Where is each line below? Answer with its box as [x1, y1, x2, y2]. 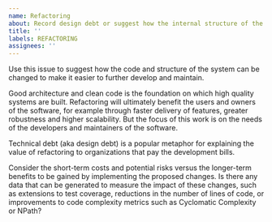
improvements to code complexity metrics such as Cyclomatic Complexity [8, 198, 257, 207]
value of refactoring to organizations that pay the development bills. [8, 147, 235, 157]
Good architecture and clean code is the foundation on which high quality [8, 88, 254, 98]
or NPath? [8, 206, 42, 216]
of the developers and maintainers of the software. [8, 123, 179, 133]
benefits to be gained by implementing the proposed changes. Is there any [8, 172, 258, 181]
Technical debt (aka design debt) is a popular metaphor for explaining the [8, 139, 254, 148]
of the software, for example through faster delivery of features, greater [8, 106, 248, 116]
